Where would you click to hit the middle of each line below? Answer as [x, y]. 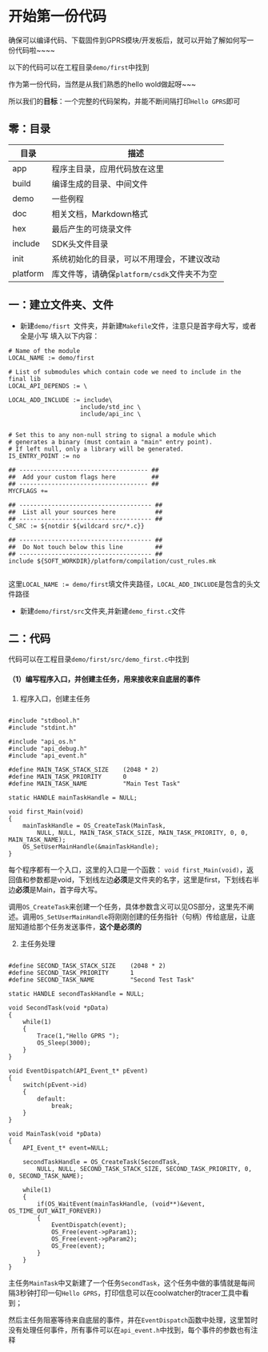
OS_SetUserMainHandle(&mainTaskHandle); [91, 847]
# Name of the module [44, 351]
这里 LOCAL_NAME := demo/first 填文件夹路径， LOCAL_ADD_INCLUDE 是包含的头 [131, 584]
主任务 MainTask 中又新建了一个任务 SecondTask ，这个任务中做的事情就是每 [128, 1282]
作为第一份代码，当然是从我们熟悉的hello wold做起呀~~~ [102, 84]
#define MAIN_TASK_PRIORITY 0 [68, 776]
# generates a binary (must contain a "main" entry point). [111, 442]
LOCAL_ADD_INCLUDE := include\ [60, 400]
